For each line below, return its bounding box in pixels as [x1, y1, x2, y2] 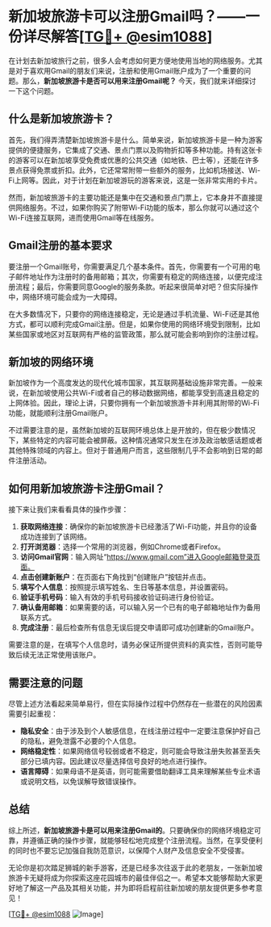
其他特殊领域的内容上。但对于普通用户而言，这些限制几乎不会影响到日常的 [8, 446, 256, 455]
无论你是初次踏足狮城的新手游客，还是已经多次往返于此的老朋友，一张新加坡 [8, 862, 263, 872]
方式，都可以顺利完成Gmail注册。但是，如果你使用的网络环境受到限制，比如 [8, 319, 261, 329]
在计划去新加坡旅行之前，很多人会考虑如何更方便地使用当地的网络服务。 [8, 56, 248, 65]
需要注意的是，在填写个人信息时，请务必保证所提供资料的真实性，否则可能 [8, 640, 256, 650]
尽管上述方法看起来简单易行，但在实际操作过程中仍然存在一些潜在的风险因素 [8, 699, 263, 708]
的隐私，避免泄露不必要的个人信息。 [19, 736, 141, 745]
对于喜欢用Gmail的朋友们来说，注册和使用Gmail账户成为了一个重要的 [15, 65, 244, 75]
